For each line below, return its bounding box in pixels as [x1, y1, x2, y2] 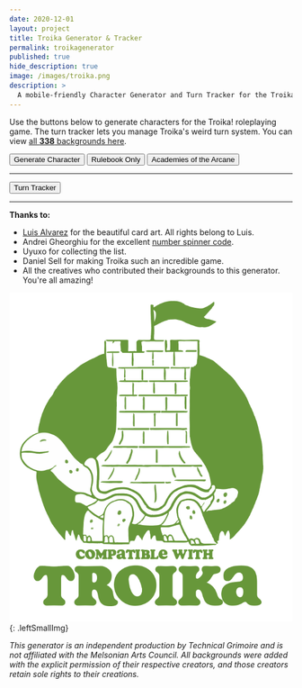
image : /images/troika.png [9, 72, 111, 81]
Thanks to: [9, 209, 51, 220]
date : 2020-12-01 [9, 14, 75, 23]
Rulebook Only [91, 154, 141, 164]
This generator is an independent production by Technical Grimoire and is [9, 639, 283, 650]
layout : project [9, 23, 70, 33]
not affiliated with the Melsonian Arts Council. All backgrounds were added [9, 649, 289, 660]
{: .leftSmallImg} [9, 622, 69, 633]
